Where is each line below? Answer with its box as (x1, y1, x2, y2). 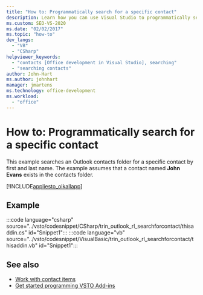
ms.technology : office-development (6, 88, 96, 94)
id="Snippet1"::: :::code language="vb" (28, 229, 125, 236)
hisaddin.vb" (6, 242, 38, 249)
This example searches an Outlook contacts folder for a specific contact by (6, 158, 193, 165)
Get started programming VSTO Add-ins (14, 282, 115, 290)
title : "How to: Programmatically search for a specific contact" (6, 8, 177, 15)
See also (6, 259, 39, 270)
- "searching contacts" (11, 65, 71, 71)
